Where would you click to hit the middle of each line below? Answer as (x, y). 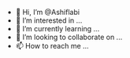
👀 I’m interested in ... (49, 20)
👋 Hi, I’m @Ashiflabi (48, 12)
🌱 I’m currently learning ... (58, 29)
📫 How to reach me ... (52, 46)
